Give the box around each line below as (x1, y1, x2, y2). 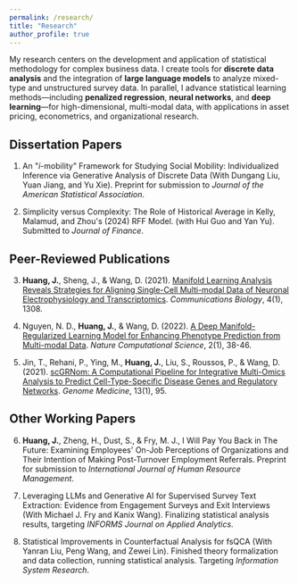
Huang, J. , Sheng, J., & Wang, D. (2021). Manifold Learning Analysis (21, 275, 272, 286)
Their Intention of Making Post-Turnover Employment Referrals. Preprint (21, 454, 287, 464)
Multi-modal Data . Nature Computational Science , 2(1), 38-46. (21, 340, 252, 350)
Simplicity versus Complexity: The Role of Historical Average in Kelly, (21, 206, 277, 217)
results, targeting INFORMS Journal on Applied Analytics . (21, 519, 234, 530)
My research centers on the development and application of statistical (9, 54, 267, 65)
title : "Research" (9, 21, 78, 30)
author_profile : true (9, 29, 90, 38)
